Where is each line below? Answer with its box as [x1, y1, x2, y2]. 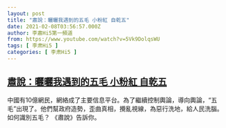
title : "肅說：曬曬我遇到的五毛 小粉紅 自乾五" [7, 17, 130, 24]
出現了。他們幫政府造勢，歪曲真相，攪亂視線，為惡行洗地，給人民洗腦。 [16, 104, 224, 113]
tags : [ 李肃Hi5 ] [7, 42, 58, 49]
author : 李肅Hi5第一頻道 [7, 29, 73, 37]
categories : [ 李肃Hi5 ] [7, 49, 77, 56]
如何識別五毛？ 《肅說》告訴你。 [7, 113, 101, 121]
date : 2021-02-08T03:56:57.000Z [7, 23, 101, 30]
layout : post [7, 10, 45, 17]
